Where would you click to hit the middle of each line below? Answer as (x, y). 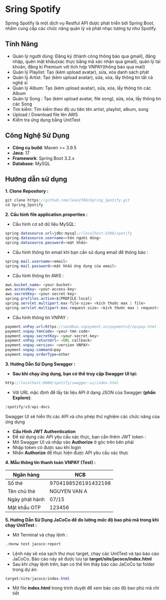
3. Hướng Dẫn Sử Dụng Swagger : (40, 364)
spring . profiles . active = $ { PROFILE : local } (49, 299)
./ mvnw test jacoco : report (33, 544)
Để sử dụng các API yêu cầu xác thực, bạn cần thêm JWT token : (79, 437)
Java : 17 (21, 153)
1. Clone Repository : (27, 191)
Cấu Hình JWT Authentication (44, 431)
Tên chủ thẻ (22, 491)
